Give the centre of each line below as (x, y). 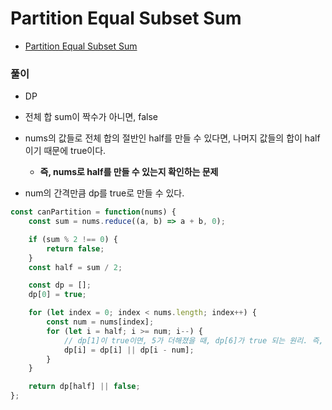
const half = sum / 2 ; (75, 267)
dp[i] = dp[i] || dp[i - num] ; (129, 350)
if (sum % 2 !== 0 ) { (73, 239)
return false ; (75, 248)
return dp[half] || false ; (84, 387)
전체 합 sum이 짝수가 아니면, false (91, 117)
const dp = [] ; (60, 285)
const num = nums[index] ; (100, 322)
